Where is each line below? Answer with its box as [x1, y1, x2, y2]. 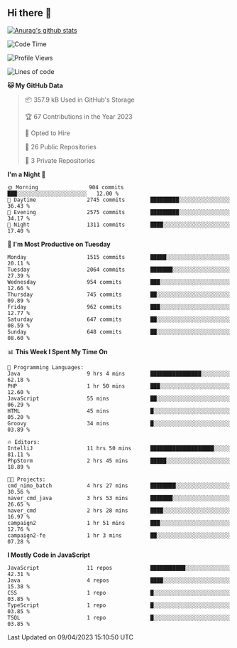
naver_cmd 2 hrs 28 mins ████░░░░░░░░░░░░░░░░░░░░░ [7, 506, 231, 514]
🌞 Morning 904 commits [7, 184, 124, 191]
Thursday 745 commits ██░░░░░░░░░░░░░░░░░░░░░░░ [7, 291, 231, 298]
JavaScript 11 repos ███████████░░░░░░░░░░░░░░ [7, 564, 231, 571]
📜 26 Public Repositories [24, 142, 97, 151]
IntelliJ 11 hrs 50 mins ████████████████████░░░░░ [7, 445, 231, 452]
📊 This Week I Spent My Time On [7, 347, 108, 356]
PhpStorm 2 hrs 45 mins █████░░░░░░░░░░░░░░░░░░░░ [7, 457, 231, 464]
